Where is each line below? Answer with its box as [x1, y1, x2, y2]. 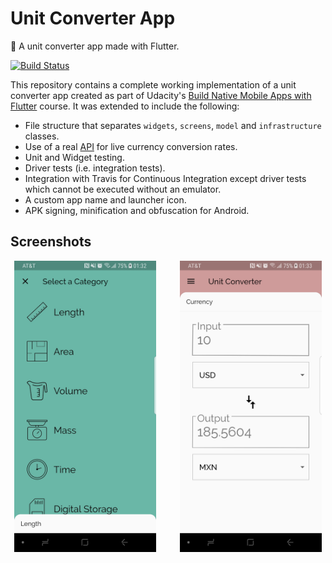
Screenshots [10, 233, 92, 251]
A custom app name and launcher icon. [24, 193, 187, 206]
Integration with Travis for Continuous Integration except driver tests [24, 172, 307, 184]
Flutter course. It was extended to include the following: [10, 100, 240, 112]
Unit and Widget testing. [24, 151, 125, 163]
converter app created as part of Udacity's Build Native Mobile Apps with [10, 89, 312, 101]
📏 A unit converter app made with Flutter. [10, 40, 180, 52]
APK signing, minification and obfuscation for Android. [24, 204, 250, 216]
